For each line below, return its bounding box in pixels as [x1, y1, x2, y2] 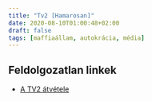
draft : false [8, 26, 52, 34]
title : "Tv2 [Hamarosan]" [8, 11, 94, 20]
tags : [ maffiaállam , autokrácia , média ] [8, 33, 146, 42]
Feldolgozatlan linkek [8, 63, 118, 76]
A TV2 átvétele [19, 84, 70, 94]
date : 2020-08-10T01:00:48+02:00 [8, 19, 120, 27]
